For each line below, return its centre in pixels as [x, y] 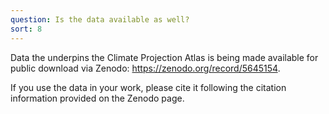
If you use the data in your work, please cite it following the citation [148, 87]
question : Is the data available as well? [100, 19]
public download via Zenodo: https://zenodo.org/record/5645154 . [145, 68]
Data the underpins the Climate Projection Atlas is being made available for [164, 57]
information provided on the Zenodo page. [97, 98]
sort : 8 [26, 29]
